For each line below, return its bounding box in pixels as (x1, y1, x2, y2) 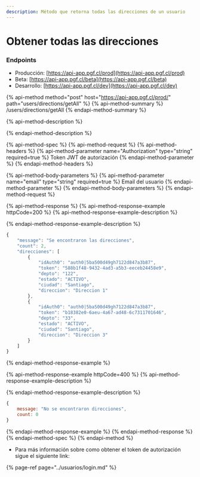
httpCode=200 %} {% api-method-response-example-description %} (6, 209, 178, 216)
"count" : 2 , (17, 243, 47, 249)
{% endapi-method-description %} (6, 130, 93, 137)
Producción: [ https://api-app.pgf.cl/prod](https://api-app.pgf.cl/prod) (14, 69, 185, 77)
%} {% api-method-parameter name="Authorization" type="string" (27, 148, 193, 155)
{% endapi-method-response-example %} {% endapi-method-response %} (6, 428, 193, 435)
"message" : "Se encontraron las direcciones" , (17, 237, 135, 243)
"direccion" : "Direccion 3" (38, 332, 109, 338)
